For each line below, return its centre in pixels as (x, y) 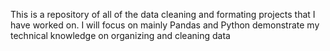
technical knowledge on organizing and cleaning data (120, 35)
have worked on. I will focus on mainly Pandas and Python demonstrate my (165, 25)
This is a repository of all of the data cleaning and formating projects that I (163, 14)
